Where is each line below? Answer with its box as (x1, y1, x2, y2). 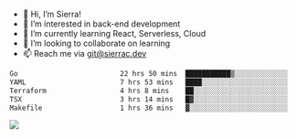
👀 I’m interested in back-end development (22, 18, 181, 29)
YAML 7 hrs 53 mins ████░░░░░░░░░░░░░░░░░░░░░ (9, 78, 288, 87)
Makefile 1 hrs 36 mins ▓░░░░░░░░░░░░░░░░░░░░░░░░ (9, 103, 288, 112)
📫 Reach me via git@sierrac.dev (22, 48, 147, 59)
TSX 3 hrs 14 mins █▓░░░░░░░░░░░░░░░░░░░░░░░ (9, 94, 288, 104)
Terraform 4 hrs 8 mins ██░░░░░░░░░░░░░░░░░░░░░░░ (9, 86, 288, 95)
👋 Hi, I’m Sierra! (22, 9, 82, 19)
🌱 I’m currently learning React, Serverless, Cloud (22, 28, 207, 38)
